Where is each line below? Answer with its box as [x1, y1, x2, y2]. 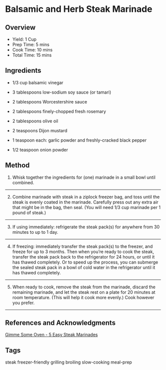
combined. [12, 179, 35, 185]
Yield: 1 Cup [12, 36, 37, 42]
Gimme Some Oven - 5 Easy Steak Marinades [5, 332, 98, 338]
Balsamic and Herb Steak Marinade [5, 3, 153, 15]
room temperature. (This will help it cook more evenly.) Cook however [12, 294, 155, 300]
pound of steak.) [12, 210, 46, 215]
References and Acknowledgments [5, 318, 116, 327]
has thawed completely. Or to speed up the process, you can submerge [12, 259, 158, 265]
